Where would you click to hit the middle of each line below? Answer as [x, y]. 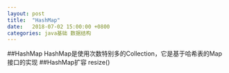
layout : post [26, 14]
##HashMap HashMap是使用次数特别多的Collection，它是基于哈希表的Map [114, 54]
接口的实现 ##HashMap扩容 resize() [59, 63]
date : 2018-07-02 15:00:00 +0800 [59, 26]
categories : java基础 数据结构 [49, 33]
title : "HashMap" [34, 20]
